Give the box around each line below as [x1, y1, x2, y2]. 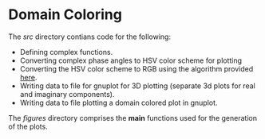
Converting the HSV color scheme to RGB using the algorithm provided [19, 64, 254, 73]
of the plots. [8, 122, 48, 131]
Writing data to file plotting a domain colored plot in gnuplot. [19, 98, 218, 107]
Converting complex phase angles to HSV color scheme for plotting [19, 56, 242, 65]
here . [19, 72, 38, 82]
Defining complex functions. [19, 47, 113, 56]
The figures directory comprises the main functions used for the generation [8, 113, 258, 122]
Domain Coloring [8, 6, 122, 24]
